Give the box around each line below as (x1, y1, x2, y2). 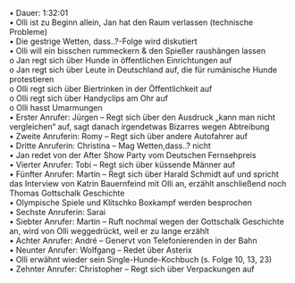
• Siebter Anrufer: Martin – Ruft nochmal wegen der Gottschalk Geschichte (9, 216, 284, 227)
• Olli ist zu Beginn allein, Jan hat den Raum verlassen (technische (9, 17, 254, 28)
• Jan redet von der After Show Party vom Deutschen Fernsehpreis (9, 150, 257, 160)
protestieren (9, 74, 55, 84)
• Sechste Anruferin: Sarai (9, 207, 105, 217)
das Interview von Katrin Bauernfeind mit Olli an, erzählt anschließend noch (9, 179, 287, 188)
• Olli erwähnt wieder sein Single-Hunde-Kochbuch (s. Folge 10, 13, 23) (9, 254, 273, 264)
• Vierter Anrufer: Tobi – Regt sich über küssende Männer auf (9, 160, 236, 170)
